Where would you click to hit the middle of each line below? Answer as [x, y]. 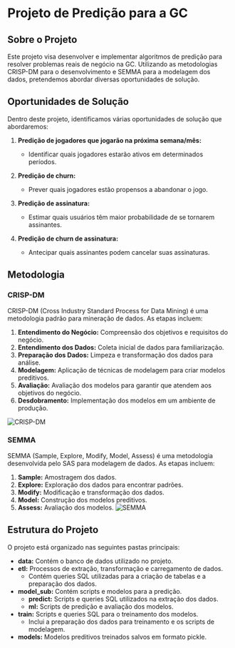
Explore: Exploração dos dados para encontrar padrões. [100, 485]
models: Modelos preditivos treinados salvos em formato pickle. [112, 637]
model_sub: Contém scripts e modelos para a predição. [100, 591]
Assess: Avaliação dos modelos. [66, 507]
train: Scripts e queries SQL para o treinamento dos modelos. [108, 614]
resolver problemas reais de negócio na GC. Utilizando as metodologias [113, 64]
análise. [29, 363]
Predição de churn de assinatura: [68, 238]
